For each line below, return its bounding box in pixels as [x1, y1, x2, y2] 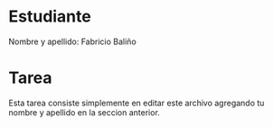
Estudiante [8, 6, 91, 27]
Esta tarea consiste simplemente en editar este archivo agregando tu [8, 97, 265, 108]
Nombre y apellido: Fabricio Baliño [8, 36, 136, 47]
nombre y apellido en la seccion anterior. [8, 106, 160, 118]
